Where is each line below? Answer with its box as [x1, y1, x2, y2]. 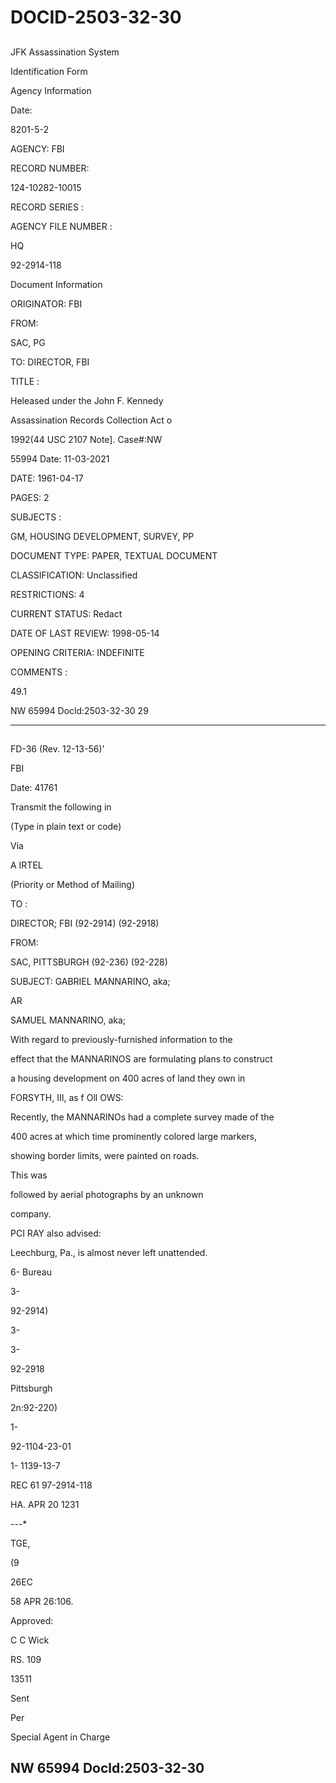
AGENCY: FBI [10, 142, 65, 155]
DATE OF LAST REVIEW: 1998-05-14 [10, 627, 160, 639]
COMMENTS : [10, 666, 68, 678]
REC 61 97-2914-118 [10, 1479, 93, 1491]
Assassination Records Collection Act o [10, 414, 173, 426]
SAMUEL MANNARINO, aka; [10, 1014, 127, 1026]
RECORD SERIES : [10, 201, 84, 213]
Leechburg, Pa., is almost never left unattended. [10, 1246, 208, 1258]
